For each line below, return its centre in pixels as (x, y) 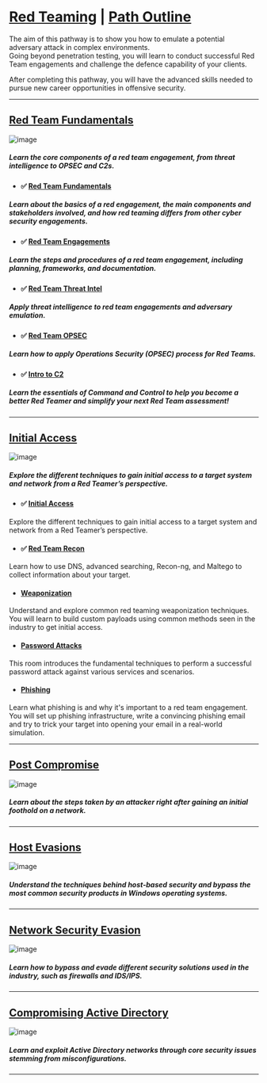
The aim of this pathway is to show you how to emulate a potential (117, 39)
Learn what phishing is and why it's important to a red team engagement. (128, 707)
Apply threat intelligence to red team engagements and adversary (121, 307)
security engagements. (48, 221)
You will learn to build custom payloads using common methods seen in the (132, 619)
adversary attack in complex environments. (80, 47)
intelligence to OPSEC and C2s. (62, 166)
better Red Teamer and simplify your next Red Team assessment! (119, 401)
